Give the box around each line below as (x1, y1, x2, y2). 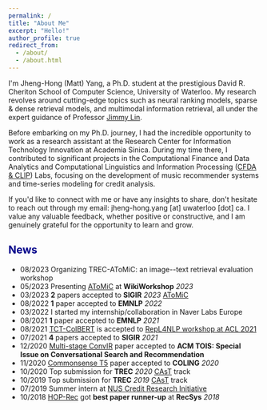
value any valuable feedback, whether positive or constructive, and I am (8, 211, 245, 221)
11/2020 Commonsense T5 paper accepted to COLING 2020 (19, 358, 220, 368)
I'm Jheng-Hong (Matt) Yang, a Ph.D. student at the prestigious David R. (8, 78, 245, 88)
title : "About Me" (8, 19, 70, 27)
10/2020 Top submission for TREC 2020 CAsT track (19, 366, 191, 376)
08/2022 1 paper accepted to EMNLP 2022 (19, 298, 162, 308)
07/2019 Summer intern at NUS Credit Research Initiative (19, 384, 208, 393)
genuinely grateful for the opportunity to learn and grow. (8, 219, 194, 229)
